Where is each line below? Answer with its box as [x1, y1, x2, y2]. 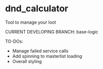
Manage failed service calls [12, 48, 68, 54]
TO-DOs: [5, 38, 23, 44]
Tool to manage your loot [5, 19, 56, 25]
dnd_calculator [5, 3, 68, 14]
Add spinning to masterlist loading [12, 53, 83, 59]
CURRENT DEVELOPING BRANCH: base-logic [5, 29, 99, 34]
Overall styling [12, 58, 42, 64]
